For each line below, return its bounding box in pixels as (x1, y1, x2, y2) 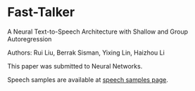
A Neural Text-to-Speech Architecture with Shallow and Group (7, 27, 189, 36)
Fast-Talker (7, 4, 75, 20)
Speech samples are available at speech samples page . (7, 75, 169, 84)
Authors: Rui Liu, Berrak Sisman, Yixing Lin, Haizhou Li (7, 48, 165, 57)
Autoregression (7, 34, 52, 43)
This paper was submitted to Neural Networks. (7, 62, 143, 70)
